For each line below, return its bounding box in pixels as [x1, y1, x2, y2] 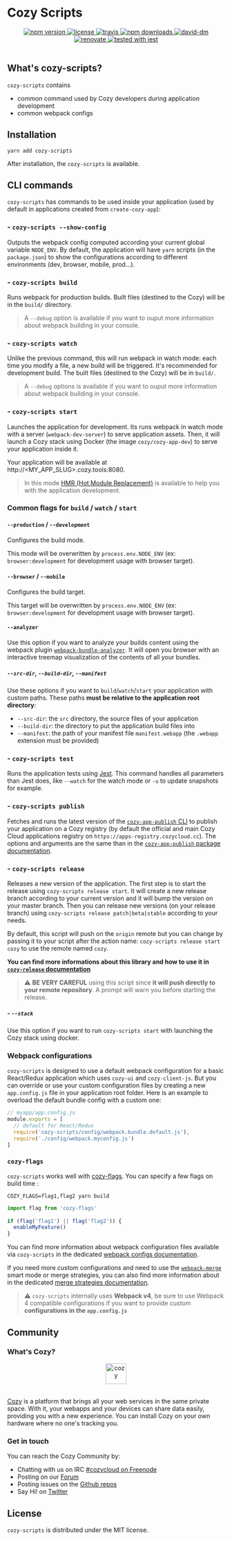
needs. [7, 916, 27, 924]
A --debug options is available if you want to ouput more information [23, 382, 217, 391]
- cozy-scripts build [7, 277, 78, 287]
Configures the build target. [7, 588, 86, 596]
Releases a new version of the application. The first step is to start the [7, 879, 206, 888]
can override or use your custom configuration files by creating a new [7, 1081, 206, 1090]
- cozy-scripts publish [7, 801, 85, 811]
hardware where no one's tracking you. [7, 1419, 119, 1427]
